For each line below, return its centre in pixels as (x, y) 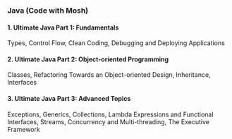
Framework (24, 129)
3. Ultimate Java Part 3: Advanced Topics (69, 98)
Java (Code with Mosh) (48, 11)
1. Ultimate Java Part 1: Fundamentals (63, 28)
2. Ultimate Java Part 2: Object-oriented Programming (88, 59)
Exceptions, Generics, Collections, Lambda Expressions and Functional (110, 114)
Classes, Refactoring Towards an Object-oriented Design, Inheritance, (109, 75)
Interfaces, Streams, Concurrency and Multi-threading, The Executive (109, 121)
